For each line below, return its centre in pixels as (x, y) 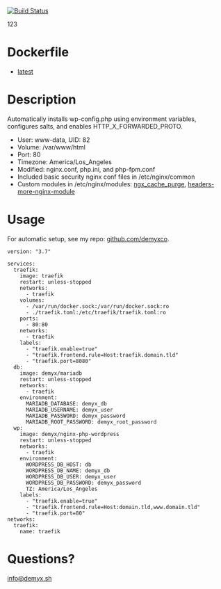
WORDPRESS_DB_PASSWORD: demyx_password (83, 483)
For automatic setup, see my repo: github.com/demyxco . (88, 239)
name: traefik (40, 531)
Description (42, 100)
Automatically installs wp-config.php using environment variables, (102, 119)
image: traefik (42, 276)
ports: (29, 318)
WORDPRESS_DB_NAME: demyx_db (68, 470)
